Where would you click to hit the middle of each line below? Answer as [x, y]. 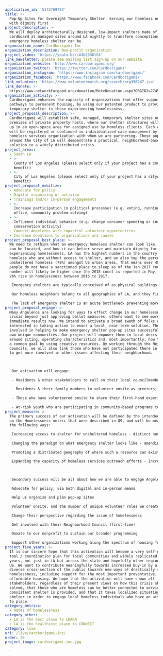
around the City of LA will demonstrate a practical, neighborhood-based [85, 141]
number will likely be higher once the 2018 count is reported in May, [83, 272]
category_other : [21, 615]
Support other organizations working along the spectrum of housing [82, 543]
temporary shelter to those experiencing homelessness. [67, 109]
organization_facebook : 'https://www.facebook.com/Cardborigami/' [73, 77]
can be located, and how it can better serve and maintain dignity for [83, 249]
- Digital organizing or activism [44, 195]
